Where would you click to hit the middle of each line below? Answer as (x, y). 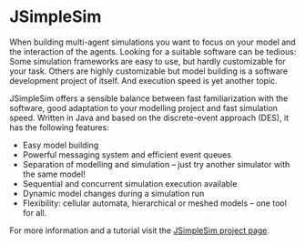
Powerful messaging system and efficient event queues (127, 154)
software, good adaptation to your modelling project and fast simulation (143, 107)
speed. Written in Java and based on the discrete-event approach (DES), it (149, 117)
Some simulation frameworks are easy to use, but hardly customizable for (148, 61)
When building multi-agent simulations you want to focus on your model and (152, 42)
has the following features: (59, 127)
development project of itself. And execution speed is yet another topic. (143, 80)
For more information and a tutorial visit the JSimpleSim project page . (140, 230)
